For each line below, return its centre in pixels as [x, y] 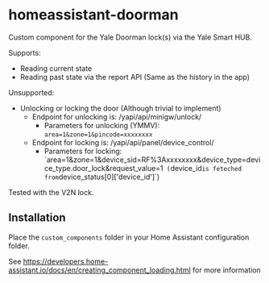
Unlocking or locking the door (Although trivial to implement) [120, 108]
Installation [37, 218]
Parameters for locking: [83, 151]
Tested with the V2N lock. [51, 192]
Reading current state [56, 68]
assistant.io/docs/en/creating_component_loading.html [99, 270]
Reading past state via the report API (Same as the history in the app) [135, 77]
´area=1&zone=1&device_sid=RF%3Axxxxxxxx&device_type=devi [152, 160]
